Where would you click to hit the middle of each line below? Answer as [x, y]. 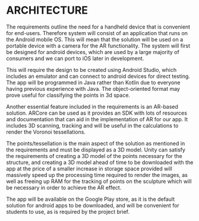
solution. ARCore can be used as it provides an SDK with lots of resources [97, 113]
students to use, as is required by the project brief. [68, 211]
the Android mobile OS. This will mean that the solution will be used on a [95, 39]
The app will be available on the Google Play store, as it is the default [91, 199]
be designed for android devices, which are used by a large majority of [93, 52]
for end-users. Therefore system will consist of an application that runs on [97, 33]
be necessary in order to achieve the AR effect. [64, 187]
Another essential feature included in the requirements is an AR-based [92, 106]
